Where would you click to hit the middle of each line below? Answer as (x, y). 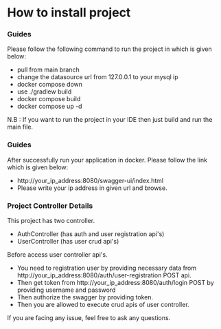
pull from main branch (48, 70)
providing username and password (66, 290)
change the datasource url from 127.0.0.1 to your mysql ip (97, 77)
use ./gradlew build (44, 92)
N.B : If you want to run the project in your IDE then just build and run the (110, 120)
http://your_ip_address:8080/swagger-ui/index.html (90, 180)
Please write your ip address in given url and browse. (92, 188)
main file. (20, 127)
